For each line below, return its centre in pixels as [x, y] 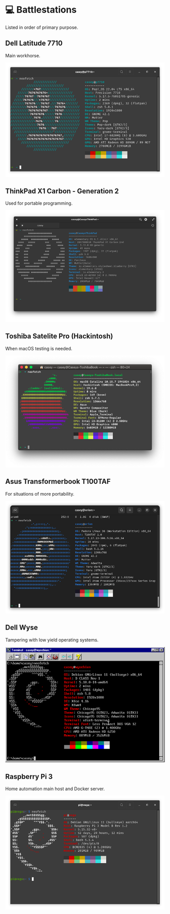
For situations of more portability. [40, 494]
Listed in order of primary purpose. [42, 27]
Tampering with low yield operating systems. [52, 640]
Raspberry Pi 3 [29, 777]
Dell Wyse [22, 628]
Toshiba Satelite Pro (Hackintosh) [59, 336]
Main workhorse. [23, 55]
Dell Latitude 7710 [34, 43]
